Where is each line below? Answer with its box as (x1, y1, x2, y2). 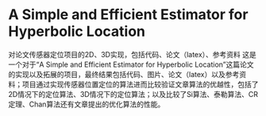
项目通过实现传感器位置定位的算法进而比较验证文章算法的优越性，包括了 (21, 79, 259, 89)
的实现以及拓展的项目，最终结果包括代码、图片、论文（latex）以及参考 (8, 69, 240, 79)
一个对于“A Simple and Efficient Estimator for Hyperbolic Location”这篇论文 (8, 60, 254, 69)
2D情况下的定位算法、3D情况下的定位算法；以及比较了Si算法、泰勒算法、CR (8, 89, 259, 99)
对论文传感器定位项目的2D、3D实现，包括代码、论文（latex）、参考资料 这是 (8, 49, 256, 59)
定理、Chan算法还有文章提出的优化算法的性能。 (8, 99, 165, 109)
